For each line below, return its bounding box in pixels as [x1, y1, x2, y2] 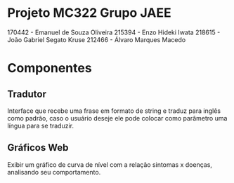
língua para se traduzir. [7, 121, 74, 130]
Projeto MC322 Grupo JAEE [7, 5, 171, 21]
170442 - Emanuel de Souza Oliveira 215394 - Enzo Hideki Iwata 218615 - [7, 28, 221, 36]
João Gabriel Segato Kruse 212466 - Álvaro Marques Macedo [7, 35, 186, 43]
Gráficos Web [7, 142, 69, 154]
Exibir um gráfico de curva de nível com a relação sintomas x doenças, [7, 160, 213, 169]
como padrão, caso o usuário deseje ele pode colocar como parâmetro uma [7, 114, 228, 122]
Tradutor [7, 88, 47, 100]
